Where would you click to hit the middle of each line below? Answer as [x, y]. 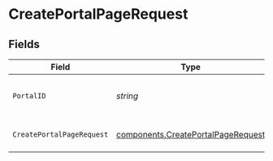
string [128, 96]
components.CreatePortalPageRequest [191, 135]
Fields [24, 44]
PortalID [29, 96]
